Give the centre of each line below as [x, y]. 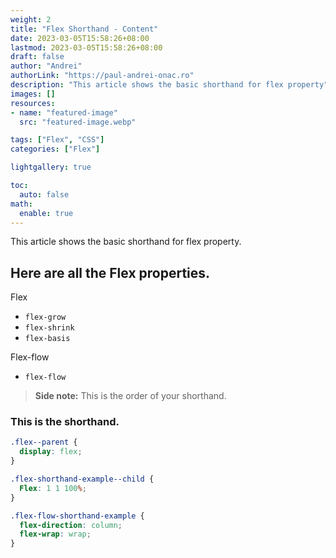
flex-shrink [49, 328]
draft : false [37, 57]
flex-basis [47, 339]
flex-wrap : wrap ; [55, 534]
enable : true [46, 213]
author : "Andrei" [46, 66]
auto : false [44, 194]
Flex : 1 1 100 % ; [53, 488]
